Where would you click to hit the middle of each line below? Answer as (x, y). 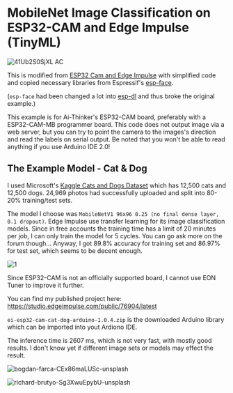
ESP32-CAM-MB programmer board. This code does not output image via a (116, 124)
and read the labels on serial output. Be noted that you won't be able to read (116, 139)
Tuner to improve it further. (46, 285)
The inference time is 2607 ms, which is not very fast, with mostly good (110, 340)
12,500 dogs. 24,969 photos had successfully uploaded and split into (106, 192)
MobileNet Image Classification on (109, 13)
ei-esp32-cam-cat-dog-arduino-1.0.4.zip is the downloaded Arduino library (116, 319)
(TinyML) (34, 43)
